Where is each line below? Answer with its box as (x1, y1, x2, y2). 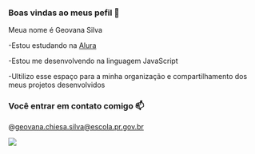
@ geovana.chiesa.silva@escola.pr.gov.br (8, 121, 144, 131)
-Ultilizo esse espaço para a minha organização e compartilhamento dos (8, 72, 248, 81)
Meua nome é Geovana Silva (8, 26, 102, 35)
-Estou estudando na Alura (8, 41, 97, 50)
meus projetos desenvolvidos (8, 80, 106, 90)
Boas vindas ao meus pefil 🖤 (8, 7, 120, 18)
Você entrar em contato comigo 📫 (8, 101, 145, 112)
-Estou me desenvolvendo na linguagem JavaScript (8, 56, 178, 66)
